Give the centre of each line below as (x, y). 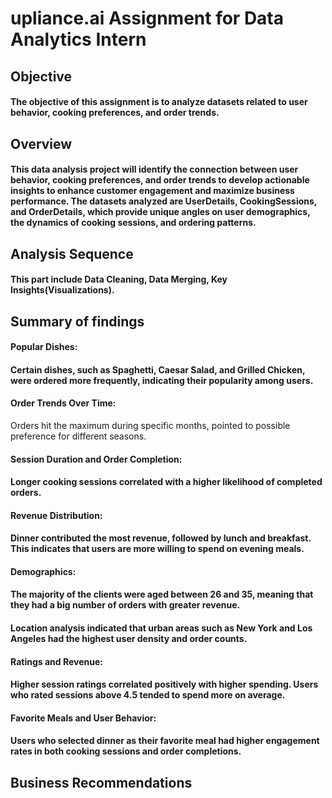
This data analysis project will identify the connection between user (154, 169)
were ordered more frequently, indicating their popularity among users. (162, 380)
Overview (41, 143)
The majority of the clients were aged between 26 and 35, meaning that (162, 594)
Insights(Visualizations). (62, 290)
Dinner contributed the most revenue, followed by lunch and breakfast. (161, 538)
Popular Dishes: (44, 347)
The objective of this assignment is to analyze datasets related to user (159, 102)
